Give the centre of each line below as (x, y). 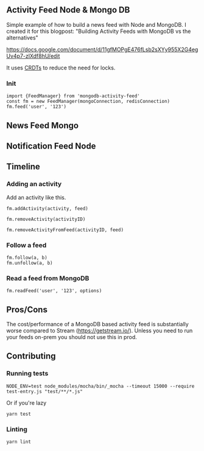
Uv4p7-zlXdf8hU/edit (33, 56)
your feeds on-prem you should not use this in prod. (72, 337)
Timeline (23, 167)
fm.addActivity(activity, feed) (47, 208)
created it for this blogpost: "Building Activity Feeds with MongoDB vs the (99, 31)
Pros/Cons (27, 309)
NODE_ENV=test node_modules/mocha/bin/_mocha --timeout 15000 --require (100, 386)
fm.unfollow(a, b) (30, 263)
